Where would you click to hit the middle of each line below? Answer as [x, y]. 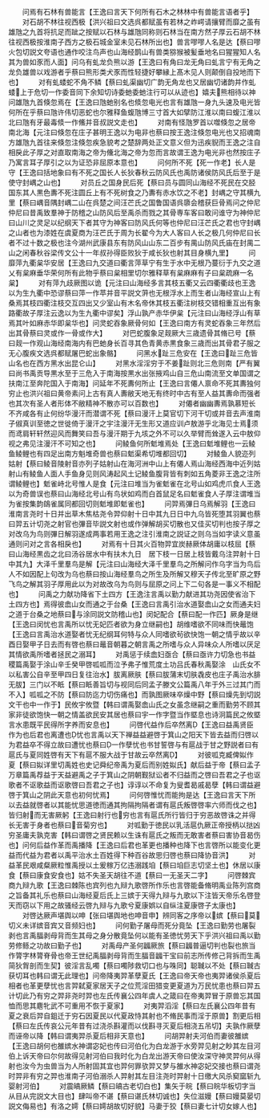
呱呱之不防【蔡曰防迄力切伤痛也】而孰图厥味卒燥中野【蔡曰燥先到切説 [145, 694]
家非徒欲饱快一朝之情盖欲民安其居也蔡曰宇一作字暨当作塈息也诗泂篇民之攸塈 [134, 714]
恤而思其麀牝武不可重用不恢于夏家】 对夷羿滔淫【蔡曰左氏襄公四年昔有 [132, 1006]
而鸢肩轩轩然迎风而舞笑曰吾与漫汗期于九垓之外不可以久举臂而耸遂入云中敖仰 [134, 433]
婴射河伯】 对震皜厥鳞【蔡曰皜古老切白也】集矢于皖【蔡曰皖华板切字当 [132, 1086]
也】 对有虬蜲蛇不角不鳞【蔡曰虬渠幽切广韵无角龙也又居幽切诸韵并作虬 [132, 82]
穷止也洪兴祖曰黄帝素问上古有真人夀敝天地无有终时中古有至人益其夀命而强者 [134, 393]
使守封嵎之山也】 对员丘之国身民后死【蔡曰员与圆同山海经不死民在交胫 [132, 182]
